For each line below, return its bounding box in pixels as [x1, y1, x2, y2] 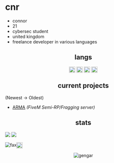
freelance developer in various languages [12, 39, 98, 44]
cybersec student [12, 28, 49, 34]
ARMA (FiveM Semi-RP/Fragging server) [12, 104, 95, 110]
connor [12, 18, 27, 24]
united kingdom [12, 34, 45, 40]
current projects [57, 81, 109, 90]
